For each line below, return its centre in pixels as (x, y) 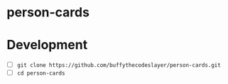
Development (47, 45)
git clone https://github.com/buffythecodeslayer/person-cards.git (119, 65)
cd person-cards (41, 73)
